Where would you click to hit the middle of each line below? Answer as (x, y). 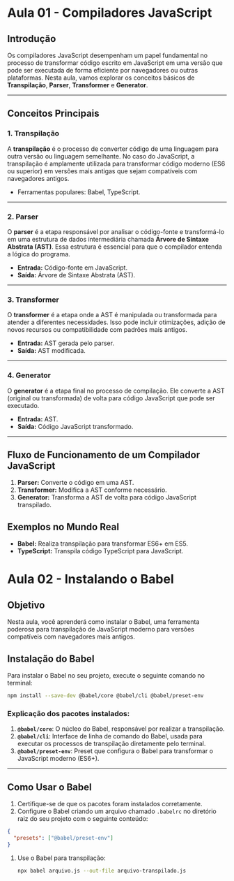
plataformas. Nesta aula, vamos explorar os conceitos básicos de (101, 78)
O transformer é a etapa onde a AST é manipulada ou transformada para (112, 315)
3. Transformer (33, 300)
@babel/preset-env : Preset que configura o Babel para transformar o (115, 751)
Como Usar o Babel (49, 787)
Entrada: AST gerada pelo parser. (66, 343)
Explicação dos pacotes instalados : (69, 713)
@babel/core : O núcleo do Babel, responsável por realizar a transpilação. (121, 729)
